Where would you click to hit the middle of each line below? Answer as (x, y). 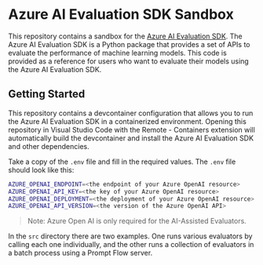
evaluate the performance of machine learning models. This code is (118, 53)
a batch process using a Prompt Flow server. (80, 253)
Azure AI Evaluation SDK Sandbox (121, 15)
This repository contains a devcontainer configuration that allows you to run (131, 113)
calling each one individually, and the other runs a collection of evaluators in (131, 245)
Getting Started (47, 94)
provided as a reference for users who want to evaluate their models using (128, 61)
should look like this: (41, 169)
